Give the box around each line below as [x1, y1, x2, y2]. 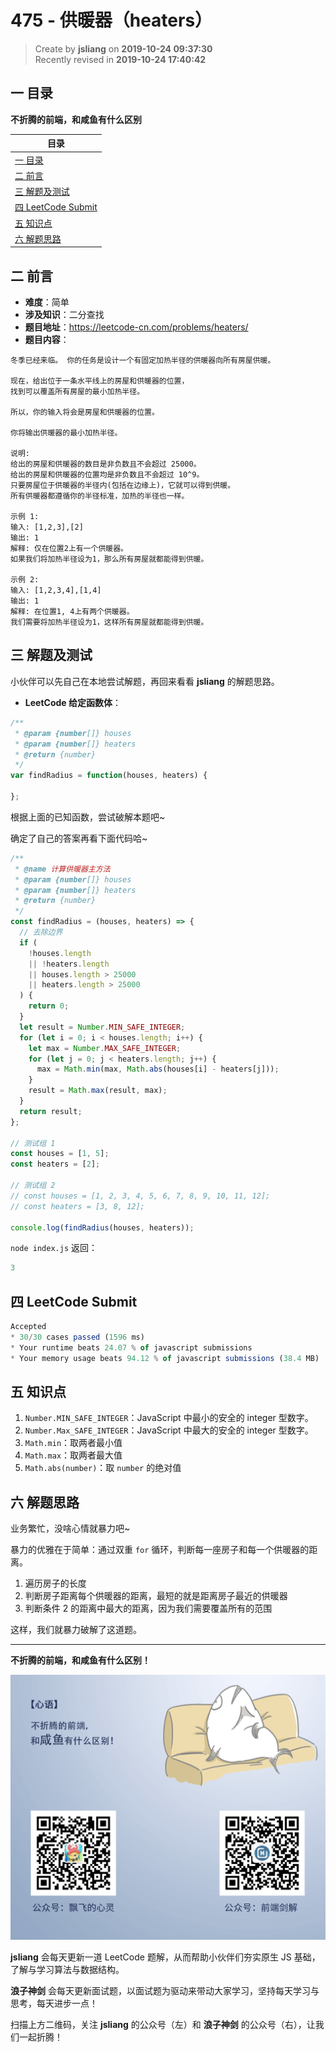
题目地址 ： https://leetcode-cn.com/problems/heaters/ [24, 321, 249, 333]
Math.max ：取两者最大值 [24, 1449, 123, 1461]
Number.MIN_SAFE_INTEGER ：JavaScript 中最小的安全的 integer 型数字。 [24, 1412, 314, 1424]
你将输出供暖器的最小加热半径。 [10, 428, 123, 438]
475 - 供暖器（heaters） [10, 9, 213, 32]
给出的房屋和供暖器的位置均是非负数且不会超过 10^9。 [10, 470, 205, 480]
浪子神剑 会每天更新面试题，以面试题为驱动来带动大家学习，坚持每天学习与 [10, 1985, 320, 1997]
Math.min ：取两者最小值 [24, 1437, 123, 1449]
